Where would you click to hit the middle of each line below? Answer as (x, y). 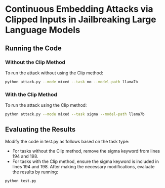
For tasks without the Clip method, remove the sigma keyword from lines (86, 151)
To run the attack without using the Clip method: (54, 73)
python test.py (21, 181)
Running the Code (33, 48)
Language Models (43, 30)
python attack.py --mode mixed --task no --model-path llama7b (72, 82)
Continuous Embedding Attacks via (79, 9)
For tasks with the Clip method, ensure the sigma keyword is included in (85, 161)
